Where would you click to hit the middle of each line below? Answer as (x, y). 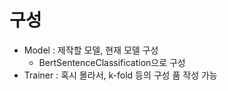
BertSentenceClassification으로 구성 (112, 62)
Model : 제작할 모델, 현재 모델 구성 (91, 50)
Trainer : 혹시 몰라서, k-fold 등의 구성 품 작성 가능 (120, 75)
